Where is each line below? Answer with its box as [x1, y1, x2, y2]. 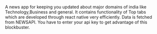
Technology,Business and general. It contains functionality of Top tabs [5, 9, 146, 15]
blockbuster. [5, 24, 30, 30]
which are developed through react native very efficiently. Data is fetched [5, 14, 152, 20]
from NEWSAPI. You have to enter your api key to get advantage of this [5, 19, 147, 25]
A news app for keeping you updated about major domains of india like [5, 4, 147, 10]
